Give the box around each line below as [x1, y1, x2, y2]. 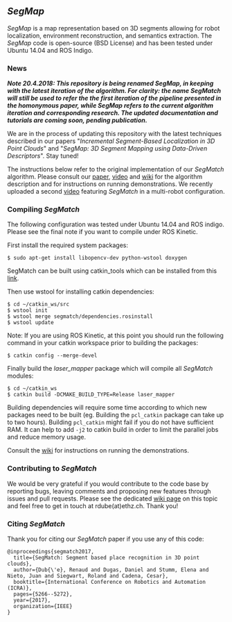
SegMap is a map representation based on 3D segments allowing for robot [7, 24, 220, 32]
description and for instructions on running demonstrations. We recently [7, 180, 213, 188]
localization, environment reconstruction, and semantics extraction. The [7, 31, 213, 40]
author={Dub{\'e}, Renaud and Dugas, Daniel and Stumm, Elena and [13, 566, 209, 573]
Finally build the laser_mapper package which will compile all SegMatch [7, 364, 213, 373]
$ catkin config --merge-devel [7, 352, 98, 360]
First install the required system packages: [7, 241, 128, 249]
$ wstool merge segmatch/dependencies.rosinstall [7, 313, 154, 320]
